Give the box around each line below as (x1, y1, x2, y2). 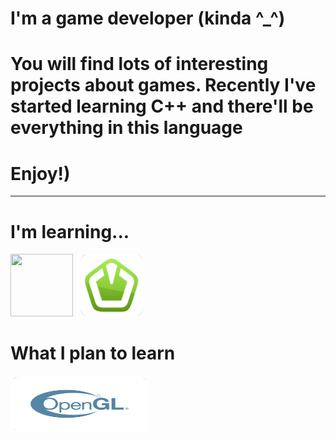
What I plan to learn (10, 342, 176, 365)
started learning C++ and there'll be (10, 95, 314, 118)
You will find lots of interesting (10, 53, 269, 76)
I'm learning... (10, 220, 130, 243)
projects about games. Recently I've (10, 74, 317, 97)
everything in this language (10, 117, 243, 139)
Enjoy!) (10, 162, 71, 185)
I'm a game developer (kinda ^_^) (10, 7, 286, 30)
